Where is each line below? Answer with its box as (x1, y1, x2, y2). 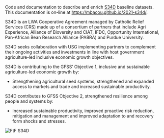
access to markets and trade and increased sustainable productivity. (12, 84, 151, 90)
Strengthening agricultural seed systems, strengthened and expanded (12, 78, 154, 84)
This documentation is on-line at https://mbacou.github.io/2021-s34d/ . (5, 9, 148, 15)
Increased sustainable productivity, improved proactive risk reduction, (12, 108, 154, 114)
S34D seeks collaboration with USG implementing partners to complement (5, 44, 156, 49)
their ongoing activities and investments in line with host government (5, 49, 144, 55)
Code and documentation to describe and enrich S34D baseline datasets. (5, 4, 154, 10)
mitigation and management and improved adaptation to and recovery (12, 113, 154, 119)
